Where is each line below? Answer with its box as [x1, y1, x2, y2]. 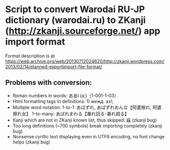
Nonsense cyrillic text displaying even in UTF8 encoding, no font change [12, 133, 165, 139]
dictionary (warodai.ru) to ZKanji [5, 14, 146, 26]
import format [5, 36, 65, 48]
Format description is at [5, 52, 55, 59]
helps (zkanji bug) [12, 139, 51, 145]
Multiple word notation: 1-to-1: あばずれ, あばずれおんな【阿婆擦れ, [12, 104, 152, 110]
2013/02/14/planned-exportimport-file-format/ [5, 64, 103, 70]
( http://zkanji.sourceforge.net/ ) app [5, 25, 161, 37]
